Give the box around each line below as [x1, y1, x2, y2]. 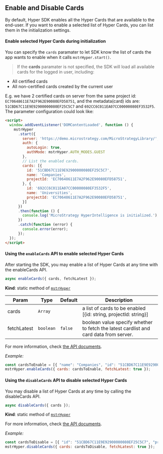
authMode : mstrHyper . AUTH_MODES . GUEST [26, 150, 105, 155]
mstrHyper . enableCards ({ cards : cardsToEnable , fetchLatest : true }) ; [5, 367, 151, 372]
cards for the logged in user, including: [16, 69, 95, 75]
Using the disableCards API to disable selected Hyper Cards [5, 377, 127, 383]
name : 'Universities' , [26, 190, 73, 195]
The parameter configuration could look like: [5, 109, 94, 114]
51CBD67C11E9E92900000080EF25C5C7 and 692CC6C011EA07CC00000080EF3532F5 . [5, 103, 155, 109]
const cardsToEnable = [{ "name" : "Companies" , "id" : [5, 362, 116, 367]
